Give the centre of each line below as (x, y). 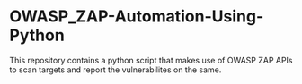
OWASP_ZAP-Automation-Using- (137, 17)
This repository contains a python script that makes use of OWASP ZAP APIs (151, 60)
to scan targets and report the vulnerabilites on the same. (115, 70)
